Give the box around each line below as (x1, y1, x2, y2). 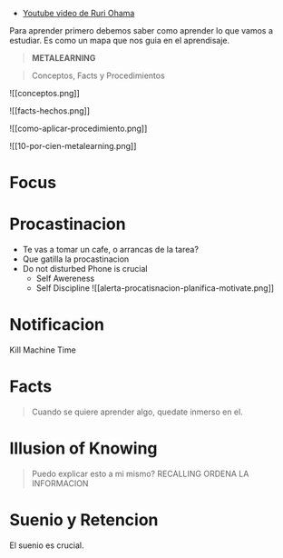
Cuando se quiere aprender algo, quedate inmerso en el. (31, 406, 243, 417)
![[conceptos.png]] (9, 88, 80, 98)
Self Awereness (35, 273, 95, 284)
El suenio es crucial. (9, 540, 84, 551)
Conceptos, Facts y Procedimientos (31, 70, 165, 81)
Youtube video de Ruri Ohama (22, 8, 135, 18)
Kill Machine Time (9, 344, 77, 355)
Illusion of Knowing (9, 438, 158, 459)
